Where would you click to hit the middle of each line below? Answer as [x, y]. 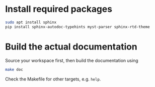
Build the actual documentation [71, 47]
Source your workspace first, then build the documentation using [72, 60]
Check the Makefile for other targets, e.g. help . [53, 79]
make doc [14, 69]
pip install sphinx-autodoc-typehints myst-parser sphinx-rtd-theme [77, 27]
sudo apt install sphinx [31, 22]
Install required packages [59, 9]
